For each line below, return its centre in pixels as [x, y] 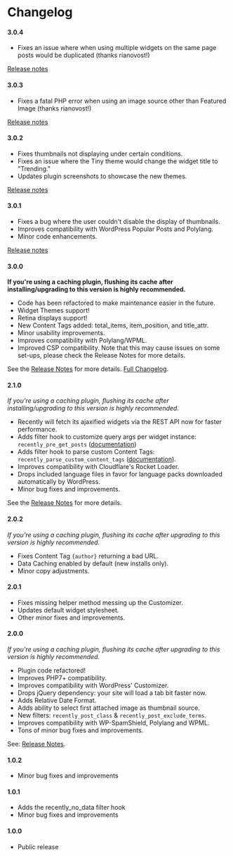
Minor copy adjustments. [53, 570]
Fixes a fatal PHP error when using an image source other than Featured [122, 101]
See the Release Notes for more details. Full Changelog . [88, 369]
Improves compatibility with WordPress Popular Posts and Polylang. [115, 229]
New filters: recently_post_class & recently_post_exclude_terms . [112, 715]
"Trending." [34, 168]
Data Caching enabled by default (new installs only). [93, 563]
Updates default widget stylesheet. [68, 610]
